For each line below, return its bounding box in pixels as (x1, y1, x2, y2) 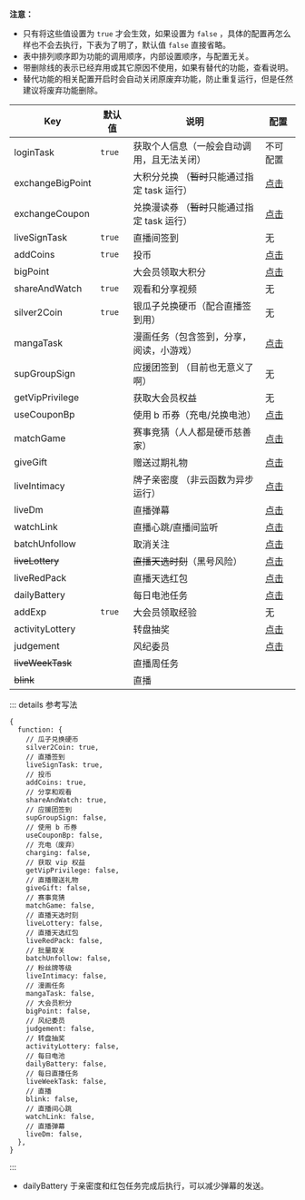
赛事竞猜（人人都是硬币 (133, 426, 233, 438)
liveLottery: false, (25, 919, 103, 928)
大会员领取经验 (133, 606, 197, 618)
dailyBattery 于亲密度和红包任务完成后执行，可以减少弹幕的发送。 (22, 1180, 270, 1191)
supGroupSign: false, (25, 813, 107, 822)
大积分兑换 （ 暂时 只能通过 (133, 171, 245, 182)
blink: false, (25, 1095, 79, 1104)
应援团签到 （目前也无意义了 (133, 361, 254, 373)
